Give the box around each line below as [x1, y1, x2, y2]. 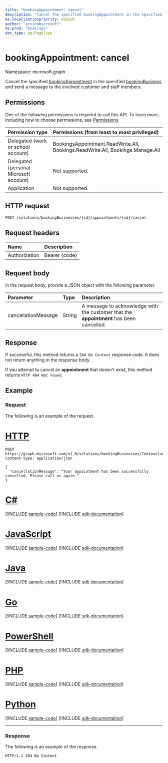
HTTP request [5, 202, 50, 210]
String [62, 312, 77, 319]
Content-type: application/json [5, 456, 72, 461]
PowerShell [5, 630, 53, 642]
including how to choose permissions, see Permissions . [5, 117, 120, 123]
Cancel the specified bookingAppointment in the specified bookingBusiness [5, 78, 161, 84]
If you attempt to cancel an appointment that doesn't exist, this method [5, 366, 152, 372]
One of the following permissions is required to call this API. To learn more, [5, 111, 159, 118]
